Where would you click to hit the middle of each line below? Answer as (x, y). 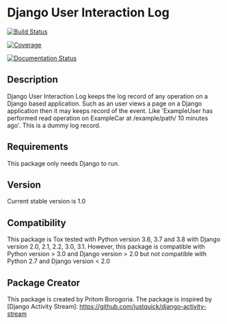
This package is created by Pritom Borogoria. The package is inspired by (110, 299)
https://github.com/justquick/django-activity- (143, 307)
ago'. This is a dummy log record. (54, 125)
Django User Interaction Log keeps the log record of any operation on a (108, 96)
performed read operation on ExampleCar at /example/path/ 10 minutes (108, 118)
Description (32, 80)
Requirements (38, 147)
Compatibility (37, 223)
